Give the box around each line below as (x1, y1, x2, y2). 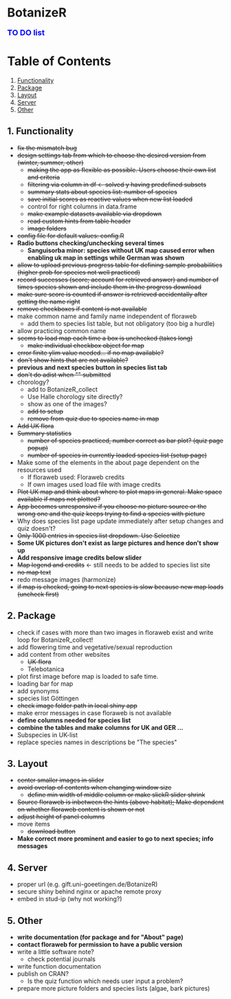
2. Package (7, 610, 56, 622)
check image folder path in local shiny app (16, 701, 137, 710)
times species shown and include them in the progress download (16, 282, 201, 291)
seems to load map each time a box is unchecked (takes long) (16, 334, 193, 342)
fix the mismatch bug (16, 143, 78, 152)
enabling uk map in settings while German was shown (27, 253, 185, 262)
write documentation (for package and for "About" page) (16, 933, 184, 941)
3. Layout (7, 757, 48, 769)
